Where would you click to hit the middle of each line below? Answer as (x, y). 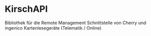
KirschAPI (26, 9)
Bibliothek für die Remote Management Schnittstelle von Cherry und (76, 23)
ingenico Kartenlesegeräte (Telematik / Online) (53, 28)
